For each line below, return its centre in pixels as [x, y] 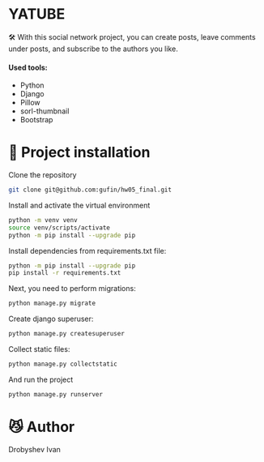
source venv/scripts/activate [60, 228]
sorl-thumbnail [45, 111]
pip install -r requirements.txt [65, 273]
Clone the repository [43, 175]
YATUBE [37, 14]
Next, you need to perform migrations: [72, 289]
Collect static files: [39, 349]
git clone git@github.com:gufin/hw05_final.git [90, 190]
